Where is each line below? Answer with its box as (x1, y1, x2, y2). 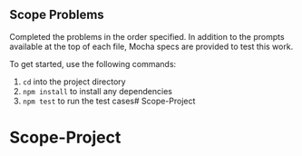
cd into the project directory (22, 76, 126, 87)
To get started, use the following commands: (9, 58, 177, 69)
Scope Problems (9, 7, 104, 23)
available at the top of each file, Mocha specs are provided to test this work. (9, 41, 294, 52)
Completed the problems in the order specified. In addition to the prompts (9, 31, 285, 42)
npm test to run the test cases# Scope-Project (22, 95, 196, 106)
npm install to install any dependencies (22, 85, 172, 96)
